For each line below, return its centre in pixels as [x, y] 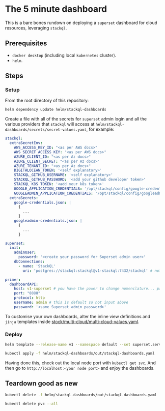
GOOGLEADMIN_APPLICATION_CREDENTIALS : [54, 193]
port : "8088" [27, 294]
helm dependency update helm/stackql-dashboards [56, 110]
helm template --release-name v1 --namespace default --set [68, 345]
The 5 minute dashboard [56, 9]
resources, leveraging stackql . [36, 28]
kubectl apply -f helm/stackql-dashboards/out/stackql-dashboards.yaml [80, 353]
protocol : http [29, 298]
